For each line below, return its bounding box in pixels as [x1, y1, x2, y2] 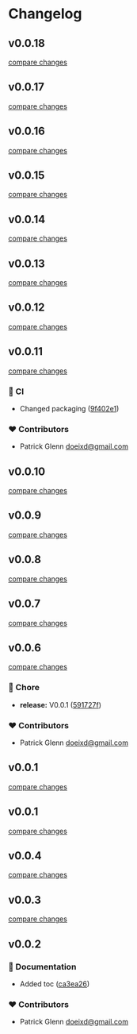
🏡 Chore [8, 682, 40, 693]
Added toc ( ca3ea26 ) [19, 978, 90, 989]
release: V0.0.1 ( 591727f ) [19, 700, 101, 709]
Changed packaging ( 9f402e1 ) [19, 403, 120, 413]
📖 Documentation [8, 961, 77, 972]
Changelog [8, 5, 82, 23]
